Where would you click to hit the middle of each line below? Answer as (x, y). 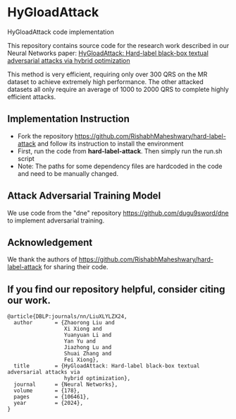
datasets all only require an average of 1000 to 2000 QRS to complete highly (118, 89)
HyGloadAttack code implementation (61, 32)
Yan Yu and (80, 341)
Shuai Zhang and (88, 354)
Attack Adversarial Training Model (84, 196)
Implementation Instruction (69, 119)
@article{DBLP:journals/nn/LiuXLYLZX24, (68, 317)
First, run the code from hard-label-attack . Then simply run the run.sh (120, 151)
